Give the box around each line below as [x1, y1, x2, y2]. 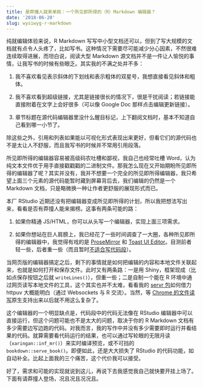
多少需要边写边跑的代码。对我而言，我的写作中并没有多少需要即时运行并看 [6, 325, 192, 332]
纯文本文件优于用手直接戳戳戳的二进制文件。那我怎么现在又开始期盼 [6, 162, 176, 169]
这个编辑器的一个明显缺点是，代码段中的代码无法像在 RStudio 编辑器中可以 [6, 309, 193, 317]
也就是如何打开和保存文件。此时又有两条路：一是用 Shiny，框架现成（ [16, 267, 192, 274]
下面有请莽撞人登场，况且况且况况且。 [6, 375, 101, 383]
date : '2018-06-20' [6, 15, 56, 21]
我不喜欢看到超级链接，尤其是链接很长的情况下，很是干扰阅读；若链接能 [14, 93, 195, 100]
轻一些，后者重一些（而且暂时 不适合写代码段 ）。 [14, 246, 135, 253]
